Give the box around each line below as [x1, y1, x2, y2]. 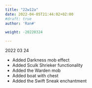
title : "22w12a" [5, 7, 38, 12]
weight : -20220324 [5, 30, 43, 35]
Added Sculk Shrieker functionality [12, 62, 83, 68]
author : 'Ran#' [5, 21, 36, 26]
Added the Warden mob [12, 67, 61, 74]
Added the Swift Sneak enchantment [12, 78, 87, 84]
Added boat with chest [12, 73, 59, 79]
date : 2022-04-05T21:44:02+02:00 [5, 12, 74, 17]
